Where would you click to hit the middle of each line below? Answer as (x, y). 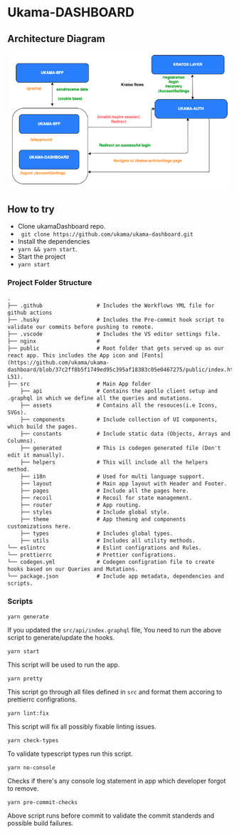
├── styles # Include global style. (95, 512)
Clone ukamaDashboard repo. (62, 226)
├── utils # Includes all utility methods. (108, 541)
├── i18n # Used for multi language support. (112, 476)
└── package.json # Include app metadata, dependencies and (116, 576)
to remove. (23, 788)
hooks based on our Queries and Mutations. (73, 569)
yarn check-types (33, 741)
